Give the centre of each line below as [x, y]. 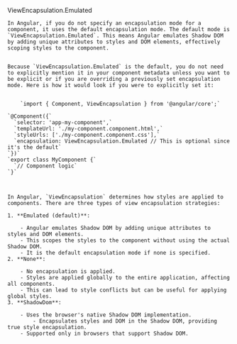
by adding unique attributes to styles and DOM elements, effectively [114, 42]
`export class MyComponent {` [52, 160]
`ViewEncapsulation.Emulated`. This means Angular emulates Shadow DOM [115, 35]
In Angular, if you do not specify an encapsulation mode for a [104, 23]
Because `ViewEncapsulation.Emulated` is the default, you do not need [115, 67]
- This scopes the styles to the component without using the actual [125, 240]
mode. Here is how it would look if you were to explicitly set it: [111, 85]
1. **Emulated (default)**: [49, 216]
